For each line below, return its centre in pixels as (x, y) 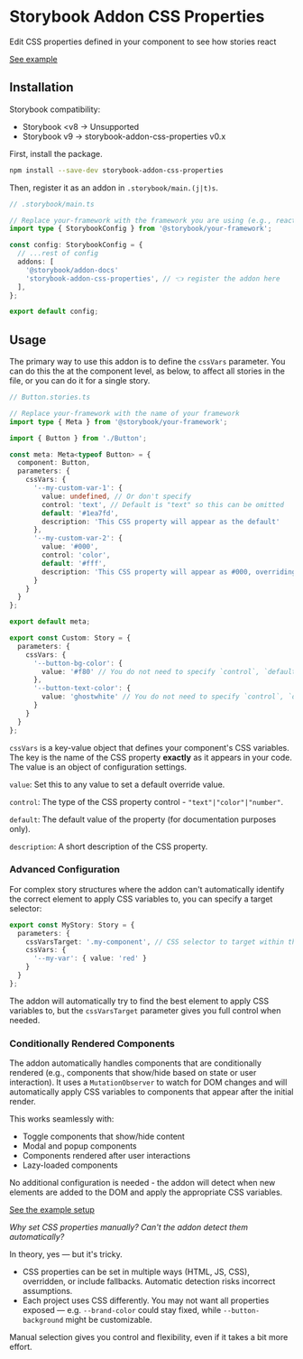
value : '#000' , (70, 547)
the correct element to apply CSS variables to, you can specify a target (141, 899)
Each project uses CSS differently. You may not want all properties (146, 1300)
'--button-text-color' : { (82, 689)
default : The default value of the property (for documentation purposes (143, 819)
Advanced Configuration (64, 870)
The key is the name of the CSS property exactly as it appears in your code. (151, 757)
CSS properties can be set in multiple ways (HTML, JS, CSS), (136, 1272)
